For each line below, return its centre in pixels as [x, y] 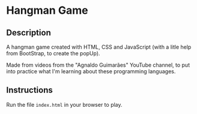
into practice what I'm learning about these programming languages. [91, 71]
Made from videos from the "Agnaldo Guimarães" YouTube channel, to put [98, 65]
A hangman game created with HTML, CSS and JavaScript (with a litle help [99, 47]
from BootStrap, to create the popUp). [53, 53]
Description [29, 33]
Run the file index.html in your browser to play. [64, 104]
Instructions [29, 90]
